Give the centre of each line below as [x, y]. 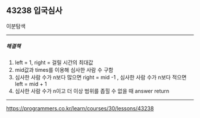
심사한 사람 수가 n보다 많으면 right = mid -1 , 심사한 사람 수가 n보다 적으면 [101, 77]
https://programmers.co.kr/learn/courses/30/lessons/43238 [80, 108]
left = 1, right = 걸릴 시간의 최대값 [54, 62]
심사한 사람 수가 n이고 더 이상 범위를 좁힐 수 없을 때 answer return [92, 91]
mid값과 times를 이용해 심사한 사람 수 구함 [64, 69]
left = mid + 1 [31, 84]
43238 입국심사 [34, 11]
